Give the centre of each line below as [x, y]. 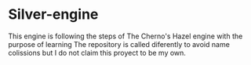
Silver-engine [53, 14]
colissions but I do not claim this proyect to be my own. [97, 52]
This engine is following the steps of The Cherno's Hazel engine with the [125, 36]
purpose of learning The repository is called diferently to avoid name [119, 44]
